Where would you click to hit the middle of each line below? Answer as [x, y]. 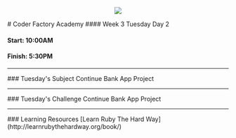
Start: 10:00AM [31, 40]
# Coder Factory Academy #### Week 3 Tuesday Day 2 [88, 24]
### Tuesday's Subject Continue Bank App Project [81, 78]
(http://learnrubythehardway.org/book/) [64, 126]
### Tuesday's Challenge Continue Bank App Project [84, 99]
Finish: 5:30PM [30, 56]
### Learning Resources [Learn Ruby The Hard [76, 119]
